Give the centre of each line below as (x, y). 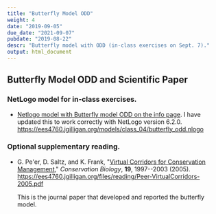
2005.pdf (30, 184)
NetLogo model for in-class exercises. (72, 99)
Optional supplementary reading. (63, 147)
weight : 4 (21, 20)
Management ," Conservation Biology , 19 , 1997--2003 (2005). (104, 169)
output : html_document (39, 52)
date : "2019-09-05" (35, 26)
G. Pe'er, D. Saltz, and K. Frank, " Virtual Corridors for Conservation (111, 162)
